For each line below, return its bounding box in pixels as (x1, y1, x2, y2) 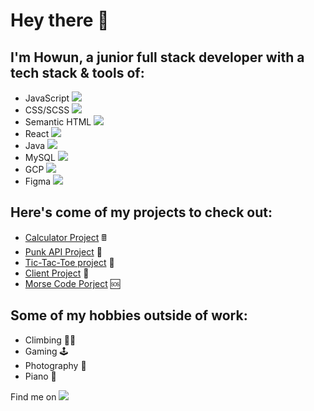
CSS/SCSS (24, 104, 70, 116)
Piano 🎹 (24, 370, 57, 382)
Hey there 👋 (10, 9, 110, 32)
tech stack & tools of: (10, 64, 145, 81)
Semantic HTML (24, 116, 92, 128)
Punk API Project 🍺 (24, 245, 103, 258)
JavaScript (24, 92, 70, 104)
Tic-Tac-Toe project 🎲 (24, 256, 115, 268)
